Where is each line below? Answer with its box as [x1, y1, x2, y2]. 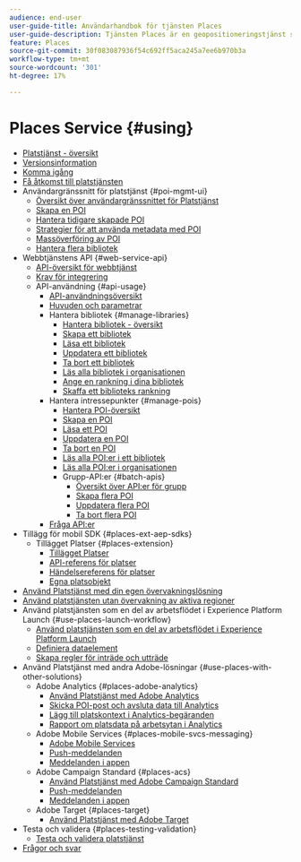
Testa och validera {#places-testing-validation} [21, 823, 197, 834]
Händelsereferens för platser [48, 566, 156, 577]
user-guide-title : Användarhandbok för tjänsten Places [9, 22, 222, 30]
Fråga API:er [48, 519, 96, 530]
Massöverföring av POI [35, 233, 121, 244]
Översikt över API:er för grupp [75, 480, 187, 491]
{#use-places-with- [199, 661, 272, 672]
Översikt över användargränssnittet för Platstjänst [35, 194, 219, 206]
